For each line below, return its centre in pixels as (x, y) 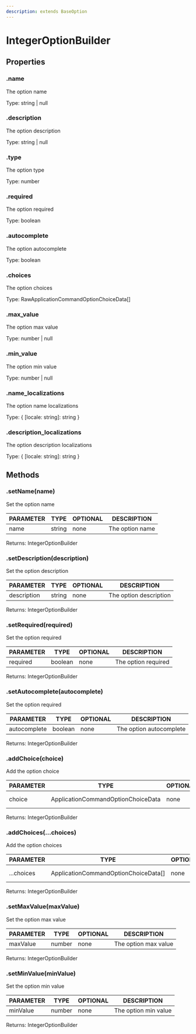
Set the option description (37, 571)
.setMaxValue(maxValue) (43, 907)
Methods (23, 475)
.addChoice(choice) (35, 758)
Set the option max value (36, 919)
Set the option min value (35, 986)
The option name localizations (42, 405)
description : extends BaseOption (47, 11)
